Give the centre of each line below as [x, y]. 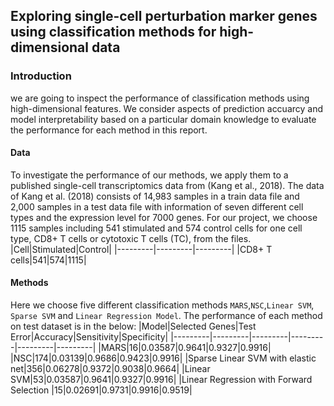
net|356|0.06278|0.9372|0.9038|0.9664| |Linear [110, 369]
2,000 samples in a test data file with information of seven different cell [157, 206]
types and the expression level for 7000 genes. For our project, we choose [164, 217]
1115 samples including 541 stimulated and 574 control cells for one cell [156, 228]
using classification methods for [113, 32]
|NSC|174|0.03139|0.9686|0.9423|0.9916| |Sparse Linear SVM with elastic [163, 358]
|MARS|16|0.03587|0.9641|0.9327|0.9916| [185, 348]
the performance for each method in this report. [109, 130]
